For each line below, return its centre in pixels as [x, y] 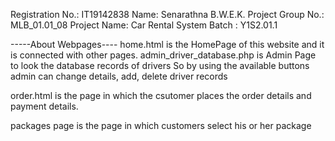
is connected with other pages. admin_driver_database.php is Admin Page [163, 55]
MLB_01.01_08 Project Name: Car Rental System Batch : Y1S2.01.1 [144, 25]
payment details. [44, 106]
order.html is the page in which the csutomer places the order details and [161, 95]
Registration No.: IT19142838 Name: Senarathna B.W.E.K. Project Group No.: [167, 14]
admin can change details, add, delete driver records [119, 76]
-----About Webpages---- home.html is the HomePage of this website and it [167, 44]
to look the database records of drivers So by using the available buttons [160, 65]
